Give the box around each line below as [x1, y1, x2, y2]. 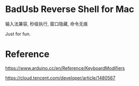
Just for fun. [5, 31, 31, 37]
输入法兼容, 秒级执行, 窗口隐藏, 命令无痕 [5, 21, 88, 27]
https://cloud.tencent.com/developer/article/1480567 [5, 74, 116, 81]
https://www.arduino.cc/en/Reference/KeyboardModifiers [5, 65, 125, 71]
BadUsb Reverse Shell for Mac [5, 4, 134, 15]
